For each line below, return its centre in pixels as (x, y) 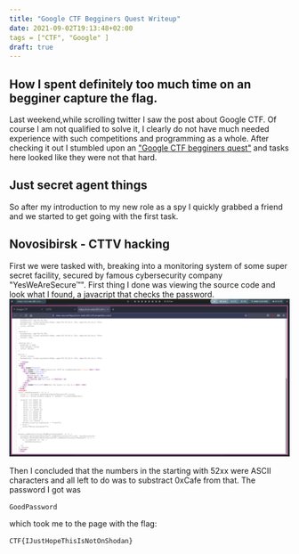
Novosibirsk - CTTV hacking (90, 244)
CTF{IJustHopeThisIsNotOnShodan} (71, 542)
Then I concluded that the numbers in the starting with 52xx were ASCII (140, 471)
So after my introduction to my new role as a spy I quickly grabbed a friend (146, 207)
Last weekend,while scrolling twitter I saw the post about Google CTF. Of (143, 119)
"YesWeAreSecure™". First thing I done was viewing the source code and (142, 284)
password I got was (45, 490)
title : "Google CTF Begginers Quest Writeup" (95, 19)
